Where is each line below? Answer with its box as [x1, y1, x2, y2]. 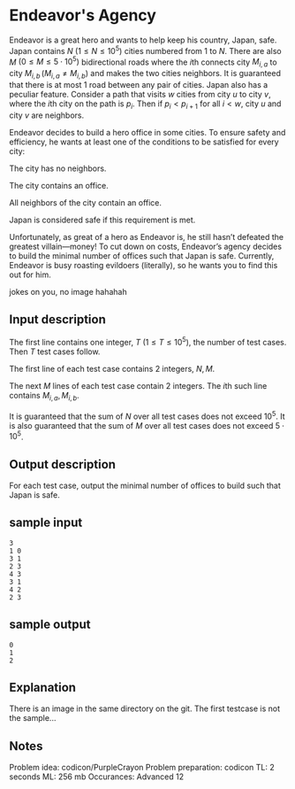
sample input [9, 515, 83, 530]
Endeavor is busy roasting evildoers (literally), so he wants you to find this [9, 259, 278, 270]
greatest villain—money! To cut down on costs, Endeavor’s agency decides [9, 241, 283, 251]
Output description [9, 457, 117, 472]
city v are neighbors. [9, 110, 85, 120]
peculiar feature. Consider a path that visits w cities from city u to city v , [9, 89, 271, 99]
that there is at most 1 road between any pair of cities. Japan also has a [9, 79, 269, 89]
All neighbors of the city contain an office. [9, 197, 162, 208]
